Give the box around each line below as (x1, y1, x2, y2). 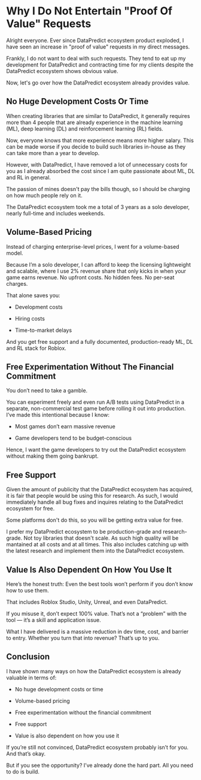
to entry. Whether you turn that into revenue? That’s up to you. (6, 634, 160, 642)
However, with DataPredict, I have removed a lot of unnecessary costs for (6, 161, 188, 168)
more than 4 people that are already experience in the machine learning (6, 119, 183, 126)
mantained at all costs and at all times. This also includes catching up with (6, 541, 188, 548)
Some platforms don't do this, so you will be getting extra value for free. (6, 516, 184, 524)
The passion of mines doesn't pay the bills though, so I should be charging (6, 185, 190, 192)
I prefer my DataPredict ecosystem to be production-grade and (6, 528, 162, 536)
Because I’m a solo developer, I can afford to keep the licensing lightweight (6, 261, 191, 268)
